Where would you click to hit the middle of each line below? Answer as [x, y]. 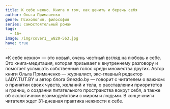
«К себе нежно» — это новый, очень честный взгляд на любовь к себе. [83, 58]
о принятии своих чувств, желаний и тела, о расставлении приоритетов [84, 85]
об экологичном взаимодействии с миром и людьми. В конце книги [80, 95]
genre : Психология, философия [37, 19]
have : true [17, 43]
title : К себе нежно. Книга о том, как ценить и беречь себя [72, 10]
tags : [11, 29]
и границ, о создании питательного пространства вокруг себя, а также [83, 90]
